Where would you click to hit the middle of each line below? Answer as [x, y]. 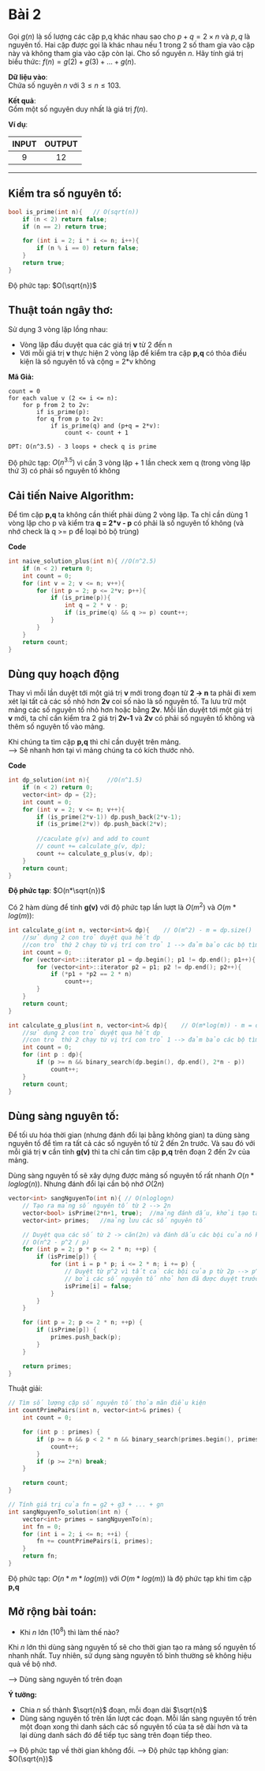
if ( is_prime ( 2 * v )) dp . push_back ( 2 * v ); [102, 824]
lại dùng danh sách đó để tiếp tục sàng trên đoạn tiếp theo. [116, 1735]
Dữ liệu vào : [28, 77]
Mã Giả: [21, 376]
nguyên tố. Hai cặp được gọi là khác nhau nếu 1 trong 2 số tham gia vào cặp [131, 44]
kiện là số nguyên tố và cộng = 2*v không [88, 361]
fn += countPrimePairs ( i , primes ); [95, 1541]
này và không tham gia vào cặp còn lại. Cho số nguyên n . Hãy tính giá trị [126, 53]
